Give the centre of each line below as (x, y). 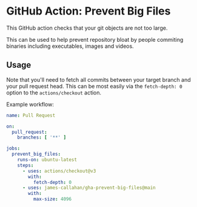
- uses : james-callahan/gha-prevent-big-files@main (89, 188)
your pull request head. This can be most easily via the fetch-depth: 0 (95, 86)
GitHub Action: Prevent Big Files (88, 11)
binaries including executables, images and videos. (70, 46)
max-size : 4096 (52, 199)
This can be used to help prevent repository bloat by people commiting (95, 39)
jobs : (13, 149)
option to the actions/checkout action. (54, 93)
